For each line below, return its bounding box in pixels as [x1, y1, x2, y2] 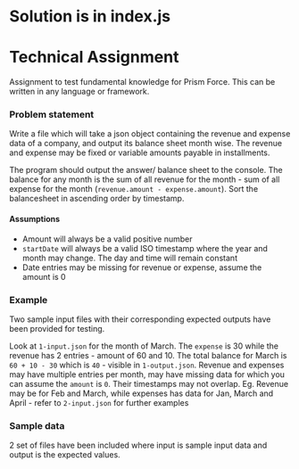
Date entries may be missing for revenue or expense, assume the [21, 261, 262, 273]
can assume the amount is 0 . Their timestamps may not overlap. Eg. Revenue [9, 378, 288, 389]
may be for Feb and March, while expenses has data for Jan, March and [9, 388, 274, 399]
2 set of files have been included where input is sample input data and [9, 440, 268, 451]
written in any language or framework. [9, 86, 150, 97]
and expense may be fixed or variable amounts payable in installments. [9, 147, 270, 158]
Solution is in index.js [9, 6, 171, 27]
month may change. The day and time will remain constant [21, 252, 238, 263]
